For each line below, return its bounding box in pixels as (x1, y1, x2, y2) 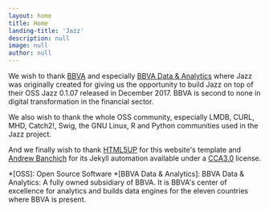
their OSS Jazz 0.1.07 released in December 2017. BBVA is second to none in (8, 88, 261, 97)
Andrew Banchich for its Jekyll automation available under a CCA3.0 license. (8, 153, 262, 163)
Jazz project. (8, 129, 52, 139)
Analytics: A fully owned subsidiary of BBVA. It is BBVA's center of (8, 177, 227, 187)
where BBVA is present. (8, 194, 87, 204)
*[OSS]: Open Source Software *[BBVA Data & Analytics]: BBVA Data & (8, 169, 245, 178)
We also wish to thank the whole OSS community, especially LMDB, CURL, (8, 112, 255, 121)
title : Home (8, 19, 48, 27)
